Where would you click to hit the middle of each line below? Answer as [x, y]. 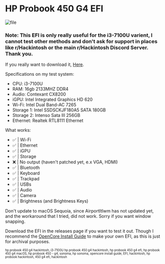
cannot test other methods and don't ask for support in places [81, 41]
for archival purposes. [28, 242]
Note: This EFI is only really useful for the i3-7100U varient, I [79, 35]
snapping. [15, 221]
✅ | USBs [22, 184]
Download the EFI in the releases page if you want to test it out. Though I [79, 231]
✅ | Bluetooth [26, 168]
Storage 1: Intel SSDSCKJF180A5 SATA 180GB [59, 110]
